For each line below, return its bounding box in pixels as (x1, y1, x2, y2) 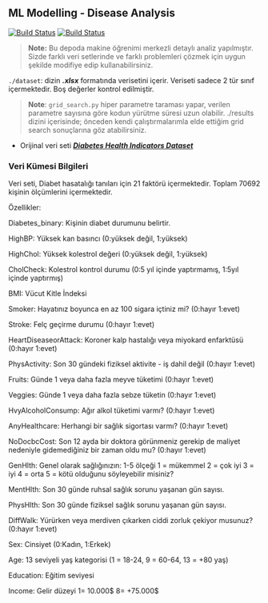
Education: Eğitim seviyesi (8, 571, 94, 581)
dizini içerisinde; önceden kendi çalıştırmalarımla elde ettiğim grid (27, 116, 244, 126)
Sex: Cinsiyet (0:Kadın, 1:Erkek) (8, 540, 111, 549)
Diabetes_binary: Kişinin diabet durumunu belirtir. (8, 218, 170, 228)
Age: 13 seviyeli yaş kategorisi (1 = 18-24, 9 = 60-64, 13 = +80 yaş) (8, 555, 229, 565)
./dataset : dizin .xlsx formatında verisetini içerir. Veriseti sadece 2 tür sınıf (8, 75, 254, 85)
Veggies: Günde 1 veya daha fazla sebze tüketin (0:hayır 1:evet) (8, 390, 217, 400)
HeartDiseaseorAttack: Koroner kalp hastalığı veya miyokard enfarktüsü (8, 335, 244, 345)
